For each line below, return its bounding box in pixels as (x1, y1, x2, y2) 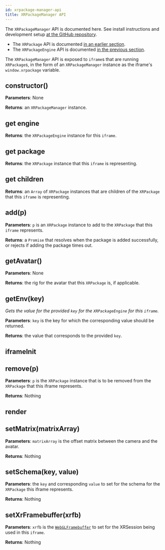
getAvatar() (5, 256, 42, 265)
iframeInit (5, 347, 37, 356)
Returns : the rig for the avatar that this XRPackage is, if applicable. (5, 280, 140, 286)
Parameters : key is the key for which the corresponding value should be (5, 318, 154, 324)
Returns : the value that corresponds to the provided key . (5, 333, 122, 339)
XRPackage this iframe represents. (5, 487, 74, 493)
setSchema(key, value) (5, 467, 79, 476)
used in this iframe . (5, 529, 45, 535)
